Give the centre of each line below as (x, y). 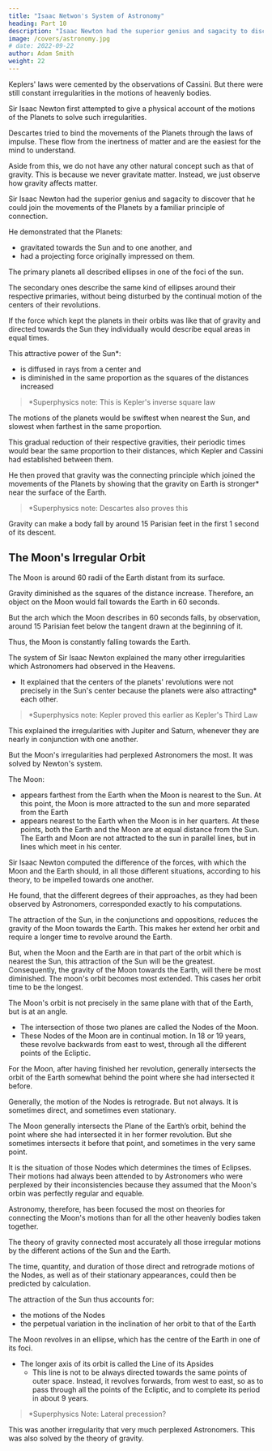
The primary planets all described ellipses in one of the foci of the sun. (126, 272)
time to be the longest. (46, 987)
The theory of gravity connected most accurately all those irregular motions (135, 1242)
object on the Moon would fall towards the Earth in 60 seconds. (114, 602)
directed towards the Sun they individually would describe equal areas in (130, 328)
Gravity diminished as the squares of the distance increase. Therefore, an (131, 593)
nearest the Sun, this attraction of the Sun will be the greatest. (112, 961)
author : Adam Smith (41, 54)
